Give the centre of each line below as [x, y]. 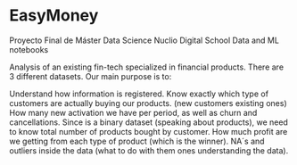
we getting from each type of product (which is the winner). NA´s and [137, 141]
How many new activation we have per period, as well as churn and [133, 112]
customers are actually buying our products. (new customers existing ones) [148, 103]
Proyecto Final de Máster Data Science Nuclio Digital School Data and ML [144, 40]
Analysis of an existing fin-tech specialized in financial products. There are [146, 67]
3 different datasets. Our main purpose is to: [91, 76]
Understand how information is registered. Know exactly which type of [139, 94]
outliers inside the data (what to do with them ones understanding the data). [149, 150]
